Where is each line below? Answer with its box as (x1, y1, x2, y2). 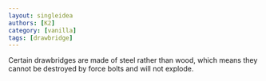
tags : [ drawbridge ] (8, 33, 73, 42)
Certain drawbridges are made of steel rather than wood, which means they (8, 56, 258, 65)
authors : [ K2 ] (8, 19, 56, 27)
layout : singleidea (8, 11, 73, 20)
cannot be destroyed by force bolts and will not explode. (8, 64, 194, 74)
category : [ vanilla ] (8, 26, 77, 34)
